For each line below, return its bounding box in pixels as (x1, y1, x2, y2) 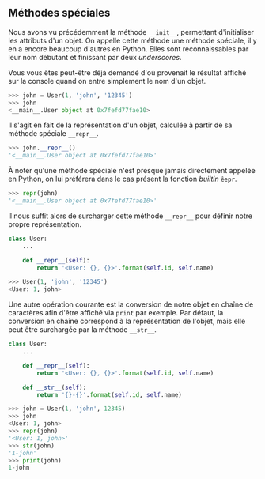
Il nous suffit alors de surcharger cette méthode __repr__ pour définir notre (8, 211, 253, 221)
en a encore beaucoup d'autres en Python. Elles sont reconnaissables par (8, 43, 249, 54)
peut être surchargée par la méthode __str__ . (8, 325, 157, 334)
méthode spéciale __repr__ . (8, 129, 99, 138)
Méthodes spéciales (8, 6, 111, 20)
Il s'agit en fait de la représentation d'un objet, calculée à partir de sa (8, 120, 233, 130)
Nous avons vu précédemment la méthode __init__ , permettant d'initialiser (8, 27, 255, 36)
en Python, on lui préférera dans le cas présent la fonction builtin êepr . (8, 174, 237, 184)
